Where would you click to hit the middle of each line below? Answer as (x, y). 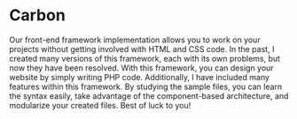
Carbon (38, 15)
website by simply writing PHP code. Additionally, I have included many (140, 77)
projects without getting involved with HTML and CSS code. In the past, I (142, 48)
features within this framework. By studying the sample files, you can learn (146, 86)
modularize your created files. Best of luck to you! (100, 105)
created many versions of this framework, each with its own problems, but (145, 58)
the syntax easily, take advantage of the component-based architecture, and (149, 96)
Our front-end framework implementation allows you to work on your (135, 40)
